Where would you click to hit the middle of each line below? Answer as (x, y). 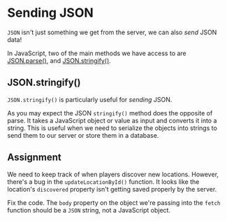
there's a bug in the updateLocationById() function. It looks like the (103, 181)
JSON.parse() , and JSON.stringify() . (59, 60)
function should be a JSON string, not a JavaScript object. (89, 210)
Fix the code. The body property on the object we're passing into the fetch (114, 202)
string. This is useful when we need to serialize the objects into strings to (112, 128)
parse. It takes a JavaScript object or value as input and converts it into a (112, 120)
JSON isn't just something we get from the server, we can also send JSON (112, 32)
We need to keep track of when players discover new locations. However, (113, 174)
